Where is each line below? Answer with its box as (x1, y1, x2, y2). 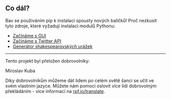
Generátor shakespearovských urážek (12, 43, 93, 49)
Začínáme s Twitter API (12, 38, 62, 44)
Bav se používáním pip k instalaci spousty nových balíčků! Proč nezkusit (5, 17, 157, 23)
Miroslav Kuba (5, 68, 36, 74)
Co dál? (5, 4, 30, 13)
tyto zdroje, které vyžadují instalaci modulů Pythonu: (5, 23, 116, 29)
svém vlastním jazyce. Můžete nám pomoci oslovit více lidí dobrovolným (5, 83, 157, 89)
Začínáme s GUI (12, 32, 47, 38)
